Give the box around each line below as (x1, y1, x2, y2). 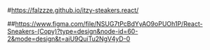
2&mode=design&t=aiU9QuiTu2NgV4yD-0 (7, 35, 131, 43)
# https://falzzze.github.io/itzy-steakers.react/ (7, 6, 139, 14)
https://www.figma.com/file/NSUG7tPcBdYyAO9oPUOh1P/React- (15, 20, 203, 27)
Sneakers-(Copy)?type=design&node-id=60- (7, 27, 138, 35)
